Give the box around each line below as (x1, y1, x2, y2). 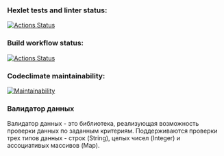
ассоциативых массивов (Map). (7, 142, 100, 150)
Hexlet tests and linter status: (7, 5, 108, 15)
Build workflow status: (7, 38, 84, 48)
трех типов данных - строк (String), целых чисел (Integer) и (7, 134, 180, 142)
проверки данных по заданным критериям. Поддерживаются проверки (7, 126, 218, 135)
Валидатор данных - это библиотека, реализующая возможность (7, 120, 199, 128)
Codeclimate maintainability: (7, 71, 105, 80)
